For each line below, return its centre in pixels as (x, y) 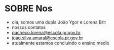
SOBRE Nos (29, 9)
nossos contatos (29, 27)
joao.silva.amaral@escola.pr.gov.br (47, 38)
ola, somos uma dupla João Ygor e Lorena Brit (59, 22)
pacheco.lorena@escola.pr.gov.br (46, 32)
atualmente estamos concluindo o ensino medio (60, 43)
